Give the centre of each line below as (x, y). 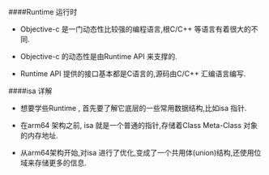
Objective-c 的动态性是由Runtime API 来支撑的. (98, 56)
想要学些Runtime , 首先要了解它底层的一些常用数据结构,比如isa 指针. (133, 108)
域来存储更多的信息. (53, 163)
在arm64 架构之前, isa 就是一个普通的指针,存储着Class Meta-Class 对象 (139, 125)
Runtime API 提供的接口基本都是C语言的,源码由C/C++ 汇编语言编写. (133, 74)
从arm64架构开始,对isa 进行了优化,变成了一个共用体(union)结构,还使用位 (141, 153)
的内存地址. (39, 135)
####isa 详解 (30, 91)
